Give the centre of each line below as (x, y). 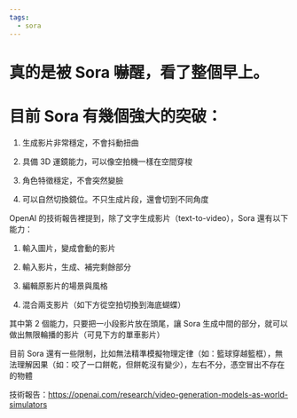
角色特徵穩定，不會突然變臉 (73, 180)
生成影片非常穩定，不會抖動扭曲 (80, 142)
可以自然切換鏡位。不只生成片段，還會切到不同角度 (115, 199)
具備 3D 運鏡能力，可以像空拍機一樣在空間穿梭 (107, 162)
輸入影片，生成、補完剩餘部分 (76, 266)
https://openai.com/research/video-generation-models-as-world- (168, 394)
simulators (28, 404)
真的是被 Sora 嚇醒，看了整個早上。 (139, 72)
